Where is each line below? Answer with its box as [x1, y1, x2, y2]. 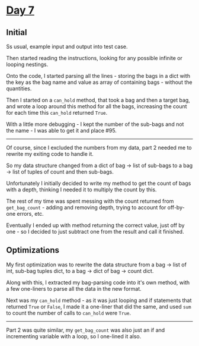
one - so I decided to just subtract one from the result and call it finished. [6, 228, 185, 235]
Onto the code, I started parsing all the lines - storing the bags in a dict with [6, 73, 191, 79]
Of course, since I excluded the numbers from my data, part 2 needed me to [6, 144, 192, 151]
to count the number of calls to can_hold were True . [6, 309, 131, 316]
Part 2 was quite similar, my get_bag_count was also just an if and [6, 326, 165, 334]
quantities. [6, 85, 32, 92]
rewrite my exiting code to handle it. [6, 150, 94, 158]
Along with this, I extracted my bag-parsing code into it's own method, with [6, 279, 190, 286]
